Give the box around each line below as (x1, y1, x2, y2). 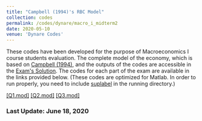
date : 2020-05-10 (6, 25, 50, 32)
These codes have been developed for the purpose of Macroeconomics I (6, 48, 189, 55)
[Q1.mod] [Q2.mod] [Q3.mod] (6, 92, 80, 99)
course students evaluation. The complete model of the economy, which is (6, 54, 193, 62)
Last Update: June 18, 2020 (6, 107, 89, 116)
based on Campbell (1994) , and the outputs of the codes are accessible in (6, 61, 192, 68)
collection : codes (6, 15, 53, 21)
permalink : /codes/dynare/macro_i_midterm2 (6, 20, 118, 26)
